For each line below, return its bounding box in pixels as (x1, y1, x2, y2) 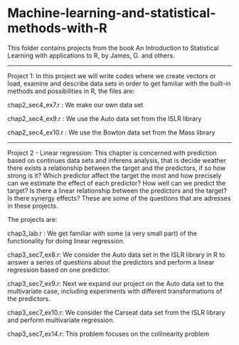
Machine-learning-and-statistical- (7, 5, 216, 21)
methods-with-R (7, 20, 108, 36)
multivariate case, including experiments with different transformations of (7, 287, 223, 295)
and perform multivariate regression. (7, 315, 115, 324)
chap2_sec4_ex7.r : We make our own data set (7, 100, 144, 109)
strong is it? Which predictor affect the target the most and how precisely (7, 171, 222, 179)
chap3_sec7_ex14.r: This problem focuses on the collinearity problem (7, 329, 210, 338)
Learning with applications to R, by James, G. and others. (7, 51, 176, 60)
